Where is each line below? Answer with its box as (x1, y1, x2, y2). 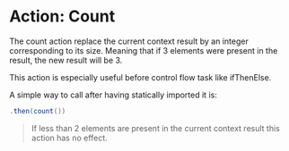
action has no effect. (31, 132, 108, 143)
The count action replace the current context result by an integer (9, 36, 249, 46)
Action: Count (9, 6, 116, 27)
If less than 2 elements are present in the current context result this (31, 122, 280, 133)
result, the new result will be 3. (9, 55, 123, 65)
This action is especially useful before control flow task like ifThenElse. (9, 71, 272, 82)
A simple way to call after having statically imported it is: (9, 89, 217, 100)
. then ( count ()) (9, 106, 66, 115)
